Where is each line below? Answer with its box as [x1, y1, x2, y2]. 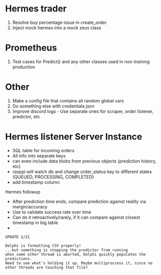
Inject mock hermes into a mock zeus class [12, 24, 101, 30]
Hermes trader [5, 3, 67, 14]
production [12, 64, 35, 70]
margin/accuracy [12, 203, 48, 209]
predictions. [5, 256, 32, 261]
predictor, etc [12, 113, 40, 119]
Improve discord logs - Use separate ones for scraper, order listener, [12, 108, 154, 114]
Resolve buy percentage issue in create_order [12, 19, 107, 25]
